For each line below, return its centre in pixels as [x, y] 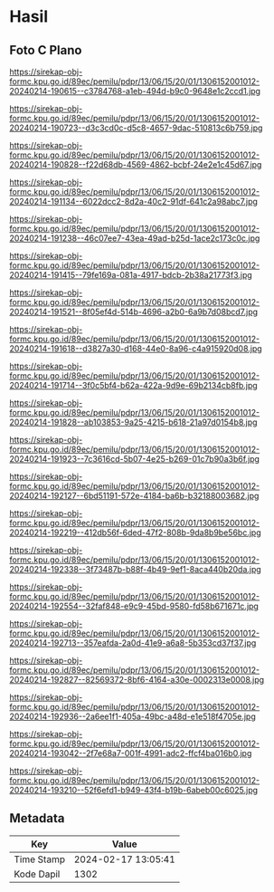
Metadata [37, 818]
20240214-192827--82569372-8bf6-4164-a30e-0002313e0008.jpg [137, 680]
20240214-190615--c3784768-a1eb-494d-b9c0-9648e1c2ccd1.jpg [135, 91]
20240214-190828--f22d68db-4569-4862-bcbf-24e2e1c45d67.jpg [136, 164]
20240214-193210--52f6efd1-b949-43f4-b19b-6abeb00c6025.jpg [134, 790]
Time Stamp [40, 859]
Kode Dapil [37, 874]
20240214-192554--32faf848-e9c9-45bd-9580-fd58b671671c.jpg [134, 606]
